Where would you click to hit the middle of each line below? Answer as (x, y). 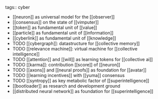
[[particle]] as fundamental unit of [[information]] (63, 33)
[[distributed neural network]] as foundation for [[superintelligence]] (83, 91)
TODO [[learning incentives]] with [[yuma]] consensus (68, 75)
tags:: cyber (18, 7)
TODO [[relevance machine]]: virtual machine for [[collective (75, 49)
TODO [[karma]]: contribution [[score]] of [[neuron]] (66, 65)
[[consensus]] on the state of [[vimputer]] (55, 22)
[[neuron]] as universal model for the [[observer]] (63, 17)
